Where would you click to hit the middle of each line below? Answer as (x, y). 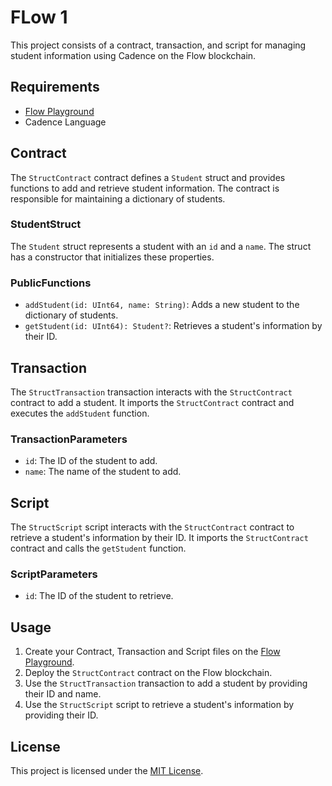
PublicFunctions (51, 283)
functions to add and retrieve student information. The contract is (145, 188)
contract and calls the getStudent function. (98, 548)
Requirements (55, 87)
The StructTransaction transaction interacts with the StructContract (151, 392)
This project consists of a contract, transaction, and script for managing (158, 45)
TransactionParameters (69, 439)
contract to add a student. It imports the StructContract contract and (152, 402)
